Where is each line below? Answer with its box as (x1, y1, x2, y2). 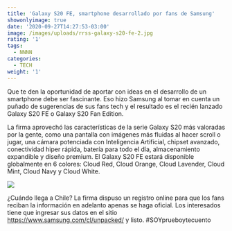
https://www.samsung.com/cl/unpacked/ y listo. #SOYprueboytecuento (7, 216, 211, 224)
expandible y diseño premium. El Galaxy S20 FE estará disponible (7, 152, 195, 160)
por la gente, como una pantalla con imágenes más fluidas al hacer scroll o (7, 130, 221, 139)
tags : (7, 42, 23, 49)
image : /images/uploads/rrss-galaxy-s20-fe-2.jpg (7, 29, 154, 37)
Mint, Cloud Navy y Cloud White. (7, 167, 100, 176)
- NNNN (13, 49, 33, 56)
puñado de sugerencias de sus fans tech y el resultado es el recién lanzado (7, 102, 223, 110)
